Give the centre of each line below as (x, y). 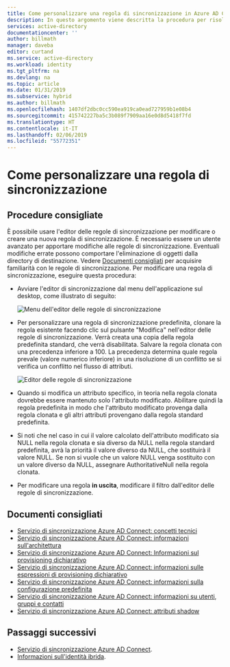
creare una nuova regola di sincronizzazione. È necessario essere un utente (114, 239)
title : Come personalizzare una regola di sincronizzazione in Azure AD (113, 13)
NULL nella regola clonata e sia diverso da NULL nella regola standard (116, 443)
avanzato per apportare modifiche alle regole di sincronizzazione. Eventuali (113, 246)
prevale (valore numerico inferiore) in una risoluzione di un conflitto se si (119, 359)
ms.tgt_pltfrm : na (33, 71)
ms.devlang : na (29, 77)
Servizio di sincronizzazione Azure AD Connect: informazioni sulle (110, 567)
